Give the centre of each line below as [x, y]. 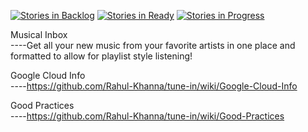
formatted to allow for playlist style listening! [101, 56]
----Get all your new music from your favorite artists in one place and [153, 45]
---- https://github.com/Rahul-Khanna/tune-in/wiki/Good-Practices [147, 116]
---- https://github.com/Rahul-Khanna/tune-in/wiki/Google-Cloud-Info [154, 86]
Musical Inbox [39, 34]
